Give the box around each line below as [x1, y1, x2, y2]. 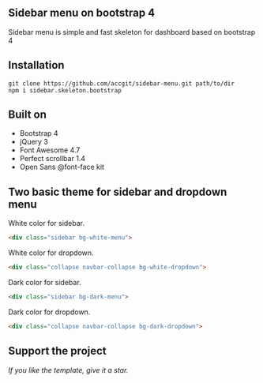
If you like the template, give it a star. [8, 365, 129, 374]
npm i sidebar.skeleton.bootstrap [8, 86, 122, 94]
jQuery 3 [19, 137, 49, 147]
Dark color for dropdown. [8, 307, 91, 317]
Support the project [8, 344, 107, 358]
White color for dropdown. [8, 248, 94, 257]
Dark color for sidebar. [8, 278, 81, 287]
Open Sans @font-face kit [19, 162, 105, 172]
